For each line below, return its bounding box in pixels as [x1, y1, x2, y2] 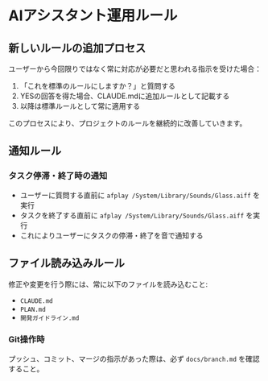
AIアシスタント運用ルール [8, 6, 178, 25]
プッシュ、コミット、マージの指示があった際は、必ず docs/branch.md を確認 [8, 354, 260, 363]
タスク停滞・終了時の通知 [8, 170, 108, 181]
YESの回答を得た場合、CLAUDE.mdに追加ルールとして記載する [19, 91, 230, 101]
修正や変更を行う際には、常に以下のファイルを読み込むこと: [8, 279, 208, 289]
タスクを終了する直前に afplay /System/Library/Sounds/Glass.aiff [19, 210, 245, 220]
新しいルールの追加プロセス [8, 41, 146, 55]
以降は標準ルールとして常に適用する [19, 101, 141, 110]
